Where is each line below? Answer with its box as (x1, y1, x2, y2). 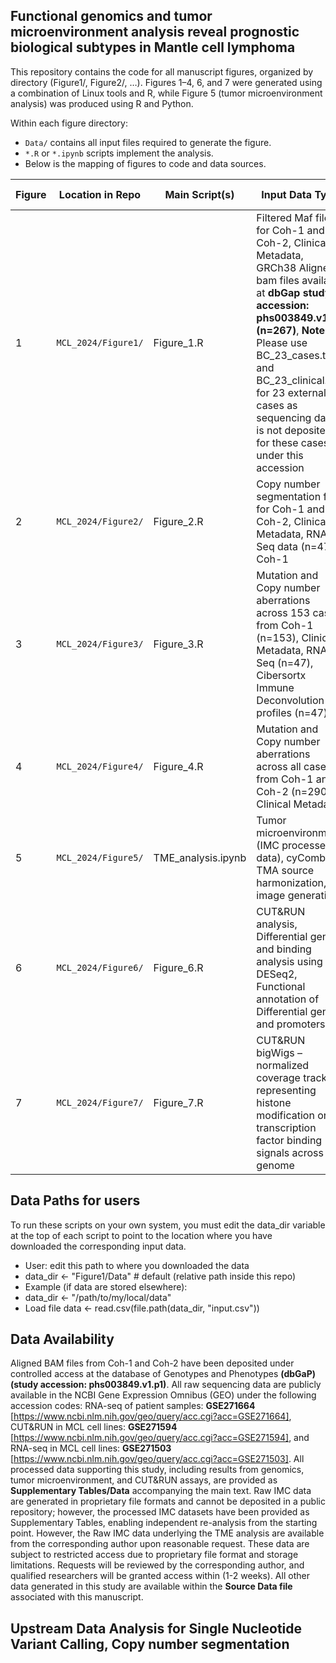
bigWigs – (256, 1045, 303, 1059)
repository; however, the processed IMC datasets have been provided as (10, 1506, 310, 1518)
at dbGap (256, 285, 301, 299)
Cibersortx (256, 668, 307, 682)
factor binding (256, 1133, 323, 1147)
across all (256, 759, 302, 773)
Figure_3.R (153, 637, 204, 651)
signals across (256, 1145, 324, 1159)
